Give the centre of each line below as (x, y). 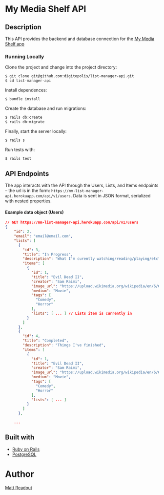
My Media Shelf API (46, 9)
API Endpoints (27, 174)
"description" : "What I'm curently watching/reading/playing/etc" (92, 259)
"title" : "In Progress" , (48, 254)
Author (20, 474)
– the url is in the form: (28, 191)
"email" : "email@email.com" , (43, 236)
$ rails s (15, 140)
